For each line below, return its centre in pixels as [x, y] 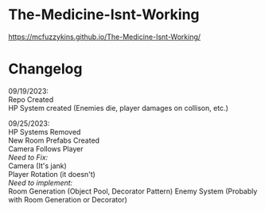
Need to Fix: [28, 157]
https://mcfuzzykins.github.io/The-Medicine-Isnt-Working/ [105, 37]
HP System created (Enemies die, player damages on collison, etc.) [118, 108]
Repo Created [31, 99]
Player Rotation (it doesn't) [52, 174]
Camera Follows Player [46, 148]
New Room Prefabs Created [54, 140]
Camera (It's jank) [38, 166]
